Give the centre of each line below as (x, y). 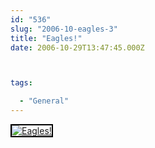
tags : (21, 83)
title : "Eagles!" (46, 38)
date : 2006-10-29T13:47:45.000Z (77, 47)
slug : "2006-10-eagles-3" (64, 29)
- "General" (44, 101)
